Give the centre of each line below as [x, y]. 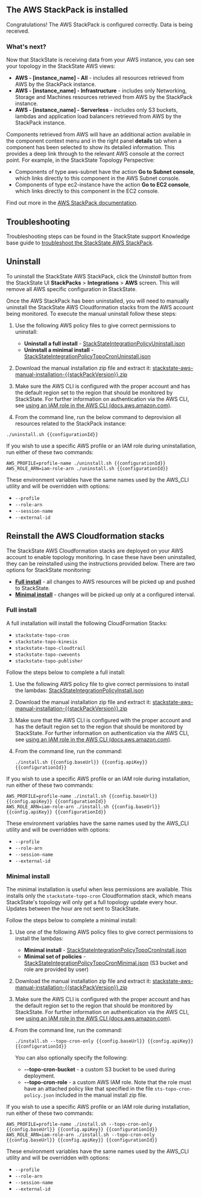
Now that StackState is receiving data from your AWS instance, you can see [100, 60]
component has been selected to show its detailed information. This [90, 147]
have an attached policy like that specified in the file [89, 1089]
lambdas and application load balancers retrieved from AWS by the [98, 117]
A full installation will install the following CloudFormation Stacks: [87, 623]
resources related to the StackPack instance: [71, 423]
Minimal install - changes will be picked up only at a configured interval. [105, 594]
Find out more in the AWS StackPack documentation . [72, 203]
